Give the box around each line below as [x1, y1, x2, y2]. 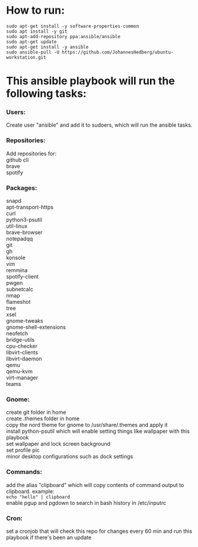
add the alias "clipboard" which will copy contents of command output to [6, 481, 184, 488]
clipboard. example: [6, 488, 55, 495]
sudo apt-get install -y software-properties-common [6, 23, 139, 29]
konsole [6, 254, 25, 262]
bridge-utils [6, 337, 35, 344]
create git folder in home [6, 408, 66, 416]
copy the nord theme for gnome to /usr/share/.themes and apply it [6, 422, 168, 429]
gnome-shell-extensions [6, 323, 66, 331]
